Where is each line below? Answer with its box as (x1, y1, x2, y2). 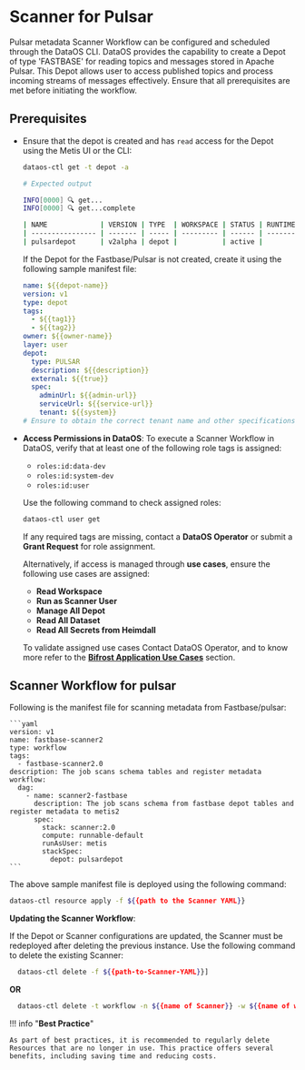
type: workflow (9, 743, 67, 752)
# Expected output (22, 179, 93, 188)
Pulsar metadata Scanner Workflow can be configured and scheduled (9, 36, 271, 47)
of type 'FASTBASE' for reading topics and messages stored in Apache (9, 56, 275, 66)
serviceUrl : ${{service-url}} (39, 399, 153, 409)
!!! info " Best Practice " (9, 1018, 94, 1029)
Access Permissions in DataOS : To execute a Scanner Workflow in (22, 432, 275, 443)
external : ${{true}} (31, 374, 109, 383)
